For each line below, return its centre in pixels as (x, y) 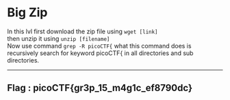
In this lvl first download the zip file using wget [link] (83, 31)
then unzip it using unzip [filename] (59, 38)
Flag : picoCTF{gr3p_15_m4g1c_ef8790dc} (100, 88)
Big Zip (27, 13)
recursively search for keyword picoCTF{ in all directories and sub (100, 53)
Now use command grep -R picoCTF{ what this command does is (99, 46)
